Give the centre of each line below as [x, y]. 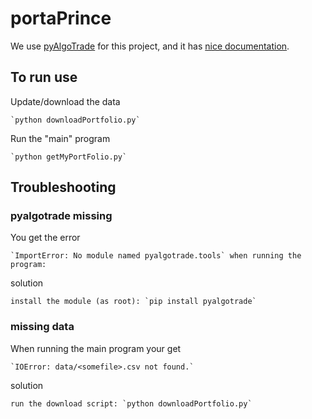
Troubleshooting [63, 187]
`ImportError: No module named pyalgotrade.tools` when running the [156, 256]
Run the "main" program [60, 138]
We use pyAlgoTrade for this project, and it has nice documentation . [150, 46]
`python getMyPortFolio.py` [69, 157]
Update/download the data [65, 101]
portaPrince [61, 18]
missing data [42, 327]
